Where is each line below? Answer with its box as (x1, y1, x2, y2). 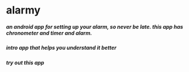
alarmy (6, 4, 41, 17)
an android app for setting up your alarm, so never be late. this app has (6, 23, 183, 30)
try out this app (6, 59, 44, 66)
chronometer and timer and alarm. (6, 29, 92, 36)
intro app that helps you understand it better (6, 44, 117, 52)
